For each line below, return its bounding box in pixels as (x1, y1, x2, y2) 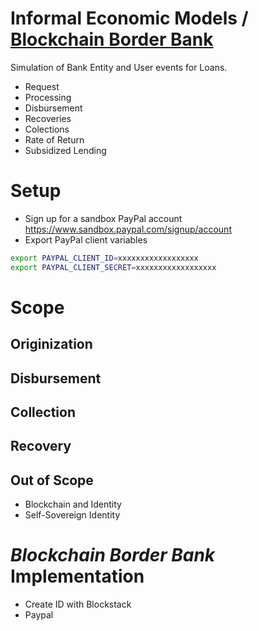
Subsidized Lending (24, 144, 107, 156)
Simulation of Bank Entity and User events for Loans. (10, 61, 228, 73)
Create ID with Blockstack (24, 598, 132, 611)
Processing (24, 91, 72, 103)
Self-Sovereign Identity (24, 509, 121, 521)
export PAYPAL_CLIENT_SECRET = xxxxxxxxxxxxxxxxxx (10, 262, 217, 272)
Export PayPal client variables (24, 233, 148, 246)
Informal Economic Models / (10, 7, 249, 30)
